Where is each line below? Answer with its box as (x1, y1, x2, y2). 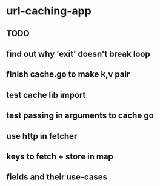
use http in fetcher (6, 131, 78, 141)
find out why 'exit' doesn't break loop (6, 48, 150, 59)
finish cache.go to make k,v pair (6, 69, 130, 80)
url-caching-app (6, 4, 92, 18)
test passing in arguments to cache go (6, 111, 155, 121)
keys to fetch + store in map (6, 151, 114, 161)
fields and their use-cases (6, 172, 108, 182)
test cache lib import (6, 89, 86, 100)
